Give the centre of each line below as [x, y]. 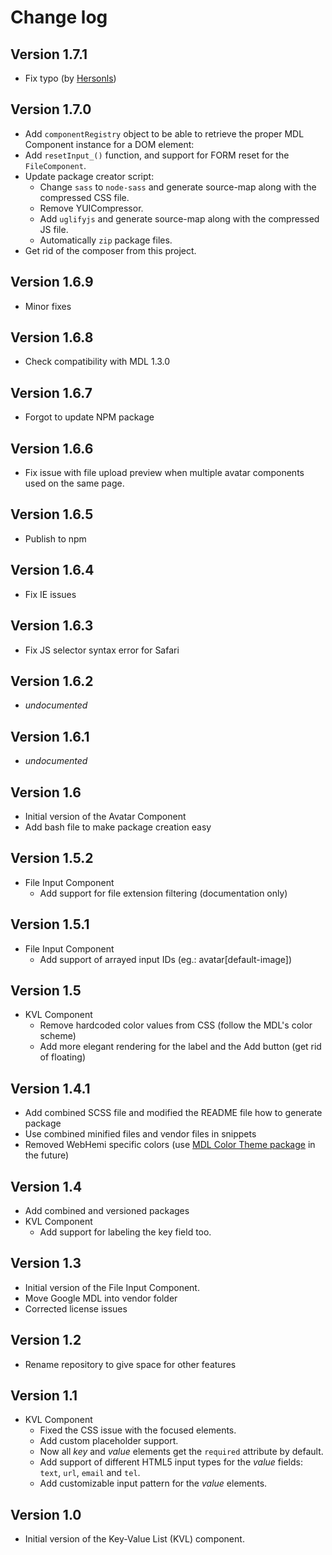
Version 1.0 [46, 1514]
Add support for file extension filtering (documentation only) [163, 893]
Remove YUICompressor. [91, 208]
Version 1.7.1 [49, 54]
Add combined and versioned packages [107, 1210]
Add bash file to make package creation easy [118, 827]
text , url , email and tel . [90, 1473]
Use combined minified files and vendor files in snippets [140, 1134]
